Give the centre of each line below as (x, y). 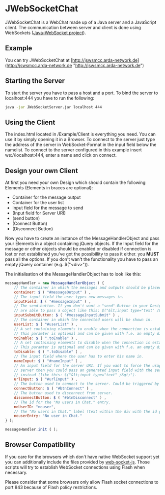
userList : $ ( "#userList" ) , (46, 324)
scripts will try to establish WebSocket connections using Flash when (75, 467)
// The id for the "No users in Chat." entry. (62, 402)
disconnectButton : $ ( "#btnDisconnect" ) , (60, 397)
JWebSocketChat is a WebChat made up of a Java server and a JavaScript (81, 22)
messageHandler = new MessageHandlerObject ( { (55, 283)
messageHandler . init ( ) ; (31, 429)
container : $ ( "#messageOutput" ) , (53, 292)
